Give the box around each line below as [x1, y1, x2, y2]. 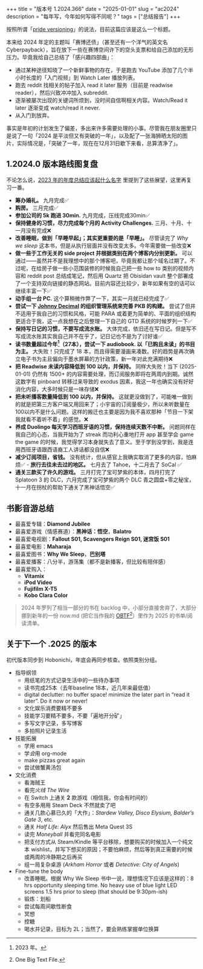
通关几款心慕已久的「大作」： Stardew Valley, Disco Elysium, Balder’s [24, 809, 195, 816]
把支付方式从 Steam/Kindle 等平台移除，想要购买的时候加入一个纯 [24, 838, 188, 845]
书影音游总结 [6, 503, 54, 513]
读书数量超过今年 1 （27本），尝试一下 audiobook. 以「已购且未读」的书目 [14, 339, 195, 347]
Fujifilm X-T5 [24, 585, 57, 593]
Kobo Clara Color [24, 591, 68, 599]
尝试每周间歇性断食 [24, 903, 72, 910]
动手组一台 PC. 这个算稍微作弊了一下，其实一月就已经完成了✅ [14, 295, 169, 302]
